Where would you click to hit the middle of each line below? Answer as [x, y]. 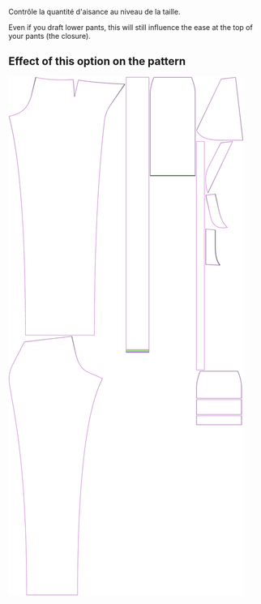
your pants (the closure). [49, 36]
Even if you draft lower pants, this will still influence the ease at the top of [130, 27]
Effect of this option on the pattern [97, 61]
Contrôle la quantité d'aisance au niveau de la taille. [94, 12]
